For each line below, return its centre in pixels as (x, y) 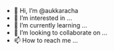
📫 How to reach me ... (46, 40)
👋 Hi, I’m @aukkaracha (46, 11)
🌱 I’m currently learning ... (50, 25)
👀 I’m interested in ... (43, 18)
